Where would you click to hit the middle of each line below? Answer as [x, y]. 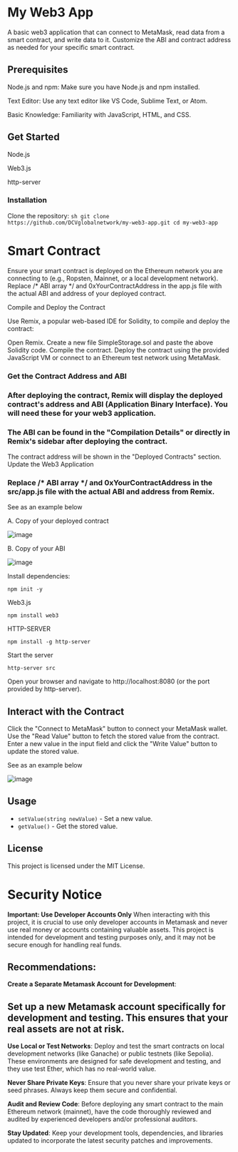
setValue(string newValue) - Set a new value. [85, 818]
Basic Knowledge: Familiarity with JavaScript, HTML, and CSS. [99, 114]
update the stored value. [43, 751]
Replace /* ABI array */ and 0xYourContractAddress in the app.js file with [115, 285]
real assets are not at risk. [66, 1029]
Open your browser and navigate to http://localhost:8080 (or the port [109, 681]
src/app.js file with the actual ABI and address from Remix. [111, 491]
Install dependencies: [39, 576]
